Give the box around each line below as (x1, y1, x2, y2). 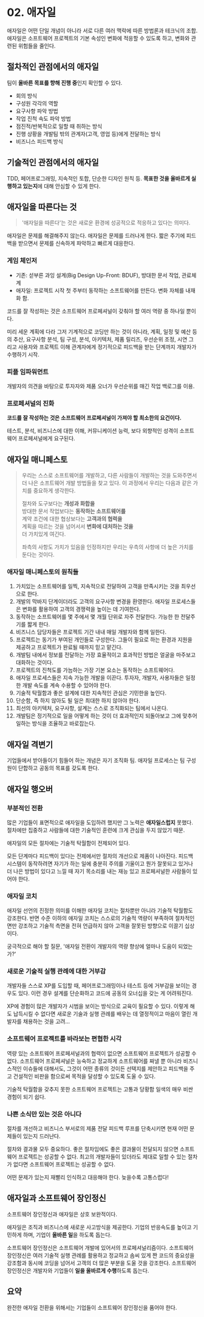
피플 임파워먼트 (7, 367, 49, 376)
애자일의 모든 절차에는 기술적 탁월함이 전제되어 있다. (7, 839, 130, 846)
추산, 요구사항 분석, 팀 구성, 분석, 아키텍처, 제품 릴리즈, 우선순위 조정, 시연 (13, 335, 188, 343)
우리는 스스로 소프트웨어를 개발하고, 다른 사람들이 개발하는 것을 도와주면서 (21, 472, 197, 479)
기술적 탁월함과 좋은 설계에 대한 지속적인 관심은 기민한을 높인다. (15, 690, 166, 697)
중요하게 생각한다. (33, 487, 76, 494)
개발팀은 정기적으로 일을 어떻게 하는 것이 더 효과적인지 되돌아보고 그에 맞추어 (15, 712, 198, 719)
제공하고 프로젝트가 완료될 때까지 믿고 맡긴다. (15, 644, 123, 651)
